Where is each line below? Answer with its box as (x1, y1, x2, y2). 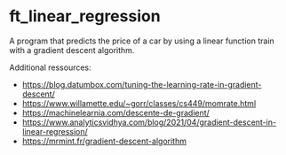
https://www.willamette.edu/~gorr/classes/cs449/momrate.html (21, 97, 257, 108)
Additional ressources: (9, 62, 91, 73)
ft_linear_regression (9, 6, 162, 27)
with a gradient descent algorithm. (9, 44, 135, 55)
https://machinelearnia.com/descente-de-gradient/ (21, 107, 211, 118)
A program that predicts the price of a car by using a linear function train (9, 35, 275, 46)
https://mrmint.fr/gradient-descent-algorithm (21, 136, 187, 146)
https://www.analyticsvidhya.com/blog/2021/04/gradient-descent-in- (21, 117, 277, 128)
